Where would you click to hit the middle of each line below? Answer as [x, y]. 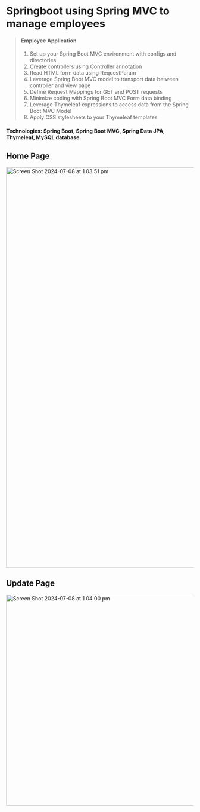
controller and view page [60, 85]
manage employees [56, 24]
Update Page [31, 583]
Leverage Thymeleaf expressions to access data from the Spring [109, 105]
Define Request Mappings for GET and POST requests [96, 92]
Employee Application [49, 41]
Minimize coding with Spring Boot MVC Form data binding [101, 98]
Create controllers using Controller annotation [86, 66]
